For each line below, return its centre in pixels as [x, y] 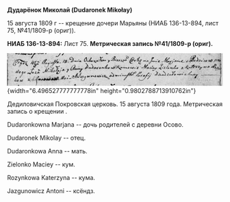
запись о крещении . [37, 111]
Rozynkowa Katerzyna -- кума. [51, 177]
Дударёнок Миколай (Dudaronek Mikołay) [70, 10]
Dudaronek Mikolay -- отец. [47, 138]
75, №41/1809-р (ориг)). [41, 30]
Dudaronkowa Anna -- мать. [47, 151]
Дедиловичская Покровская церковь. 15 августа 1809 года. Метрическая [115, 104]
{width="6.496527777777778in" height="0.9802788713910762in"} [102, 90]
